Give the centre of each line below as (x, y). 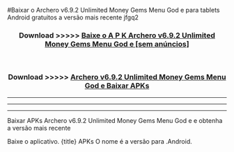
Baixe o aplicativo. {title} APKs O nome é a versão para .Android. (100, 141)
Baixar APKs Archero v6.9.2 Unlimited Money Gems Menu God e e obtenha (115, 120)
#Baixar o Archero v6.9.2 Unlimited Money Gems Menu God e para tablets (114, 10)
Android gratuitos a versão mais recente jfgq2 (73, 17)
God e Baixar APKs (117, 86)
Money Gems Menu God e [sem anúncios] (117, 44)
